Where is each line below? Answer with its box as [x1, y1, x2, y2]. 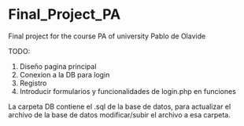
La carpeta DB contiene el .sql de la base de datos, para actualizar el [8, 102, 231, 111]
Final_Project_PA [8, 5, 121, 23]
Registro [19, 78, 47, 88]
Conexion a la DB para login [19, 70, 110, 79]
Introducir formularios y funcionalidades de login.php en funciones [19, 86, 236, 95]
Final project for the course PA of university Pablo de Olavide [8, 31, 206, 41]
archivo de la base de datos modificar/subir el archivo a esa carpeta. [8, 110, 231, 119]
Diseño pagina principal [19, 61, 97, 71]
